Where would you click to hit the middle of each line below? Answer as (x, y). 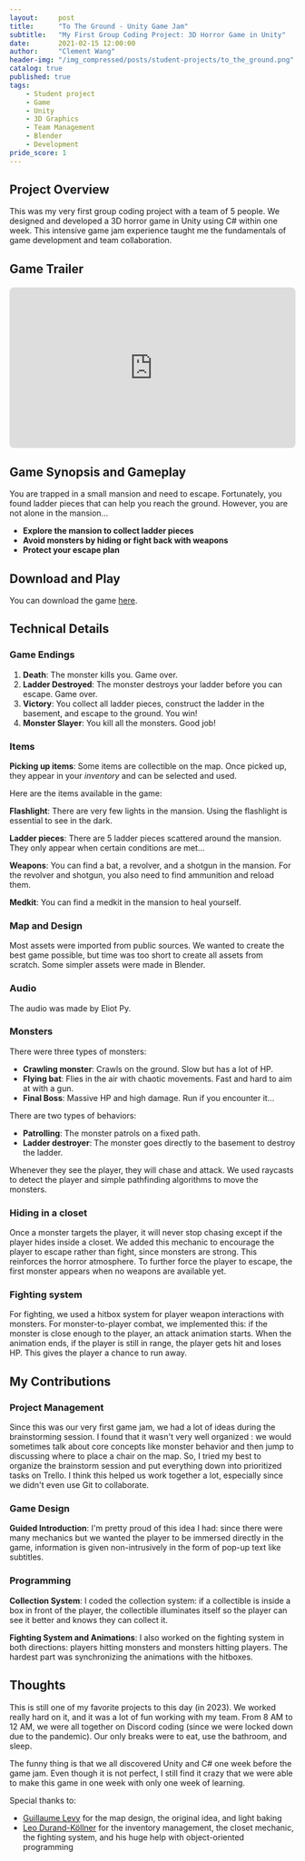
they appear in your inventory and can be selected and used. (123, 775)
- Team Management (60, 128)
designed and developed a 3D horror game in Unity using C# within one (144, 221)
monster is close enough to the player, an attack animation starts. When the (151, 1334)
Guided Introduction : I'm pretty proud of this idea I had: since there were (146, 1528)
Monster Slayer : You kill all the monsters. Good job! (119, 723)
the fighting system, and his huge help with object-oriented (133, 1837)
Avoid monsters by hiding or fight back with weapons (125, 540)
